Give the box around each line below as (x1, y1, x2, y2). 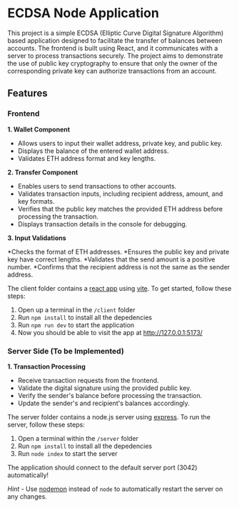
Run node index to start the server (17, 449, 118, 458)
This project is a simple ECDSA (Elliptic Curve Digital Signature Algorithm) (7, 29, 224, 37)
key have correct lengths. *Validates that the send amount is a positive (7, 255, 215, 264)
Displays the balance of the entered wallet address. (17, 146, 169, 155)
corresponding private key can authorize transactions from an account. (7, 66, 217, 75)
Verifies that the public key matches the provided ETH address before (17, 204, 223, 213)
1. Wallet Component (7, 125, 70, 134)
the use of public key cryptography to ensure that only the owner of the (7, 59, 218, 67)
